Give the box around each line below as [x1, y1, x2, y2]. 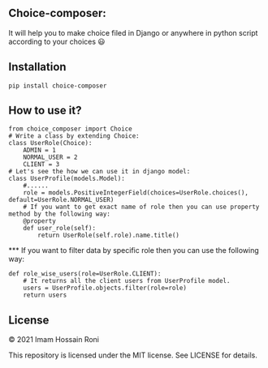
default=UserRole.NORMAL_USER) [8, 196, 115, 204]
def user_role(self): [23, 225, 96, 233]
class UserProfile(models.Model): [8, 174, 126, 183]
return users [23, 291, 67, 299]
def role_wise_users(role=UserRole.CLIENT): [8, 270, 162, 278]
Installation [8, 60, 67, 74]
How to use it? [8, 104, 82, 118]
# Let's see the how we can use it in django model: [8, 168, 191, 176]
